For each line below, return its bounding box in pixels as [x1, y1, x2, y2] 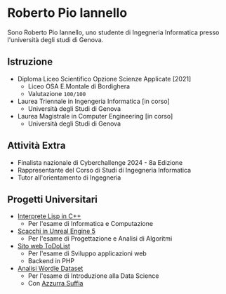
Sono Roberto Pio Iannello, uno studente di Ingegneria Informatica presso [7, 28, 220, 36]
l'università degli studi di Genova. [7, 35, 104, 44]
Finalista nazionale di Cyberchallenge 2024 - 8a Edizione [17, 158, 183, 166]
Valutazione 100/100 [27, 89, 86, 98]
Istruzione [7, 56, 53, 68]
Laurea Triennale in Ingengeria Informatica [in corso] [17, 97, 170, 105]
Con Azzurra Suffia [27, 279, 84, 288]
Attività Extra [7, 140, 66, 152]
